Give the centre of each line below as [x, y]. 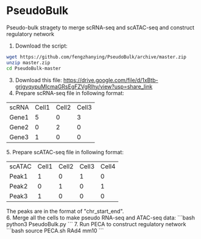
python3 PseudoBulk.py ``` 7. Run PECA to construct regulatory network [96, 224]
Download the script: [41, 46]
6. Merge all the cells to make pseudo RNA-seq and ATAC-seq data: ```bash [101, 218]
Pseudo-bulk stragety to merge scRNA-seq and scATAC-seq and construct [100, 27]
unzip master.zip [28, 62]
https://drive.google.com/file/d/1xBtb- [111, 80]
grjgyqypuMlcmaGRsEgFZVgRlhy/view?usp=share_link [84, 87]
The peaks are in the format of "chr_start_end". [65, 211]
